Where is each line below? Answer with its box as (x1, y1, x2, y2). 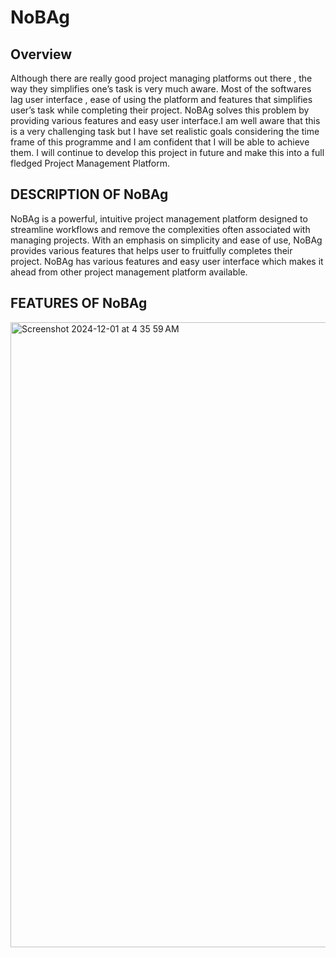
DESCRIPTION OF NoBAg (10, 186, 169, 203)
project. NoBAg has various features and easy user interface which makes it (10, 255, 324, 267)
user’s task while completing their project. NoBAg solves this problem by (10, 104, 310, 116)
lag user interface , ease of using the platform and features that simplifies (10, 94, 313, 105)
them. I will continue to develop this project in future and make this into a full (10, 147, 325, 158)
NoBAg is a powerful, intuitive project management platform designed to (10, 212, 308, 225)
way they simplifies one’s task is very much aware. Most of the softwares (10, 83, 312, 95)
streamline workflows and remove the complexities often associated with (10, 223, 311, 235)
